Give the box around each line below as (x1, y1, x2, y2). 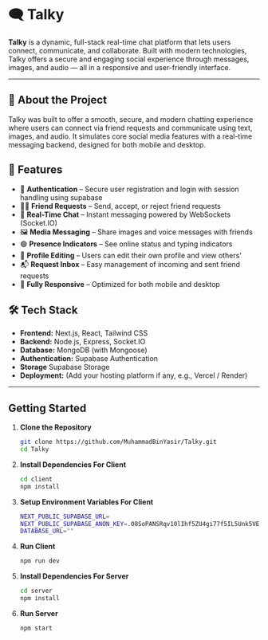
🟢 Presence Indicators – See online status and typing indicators (19, 239, 233, 249)
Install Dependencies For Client (19, 459, 126, 469)
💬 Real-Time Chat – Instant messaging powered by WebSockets (19, 210, 231, 219)
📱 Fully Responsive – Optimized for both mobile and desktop (19, 279, 221, 289)
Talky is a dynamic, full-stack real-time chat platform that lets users (8, 37, 231, 47)
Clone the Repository (19, 422, 92, 432)
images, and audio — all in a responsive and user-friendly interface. (8, 62, 231, 72)
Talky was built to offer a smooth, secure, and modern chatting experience (8, 114, 254, 124)
